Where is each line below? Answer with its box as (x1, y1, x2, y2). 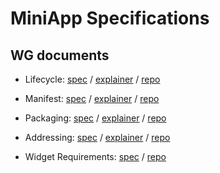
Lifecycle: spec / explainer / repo (24, 73, 161, 85)
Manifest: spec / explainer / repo (24, 93, 160, 104)
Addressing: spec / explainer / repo (24, 132, 171, 143)
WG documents (10, 47, 110, 64)
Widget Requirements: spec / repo (24, 151, 167, 162)
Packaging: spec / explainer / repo (24, 112, 167, 124)
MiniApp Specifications (10, 7, 210, 30)
